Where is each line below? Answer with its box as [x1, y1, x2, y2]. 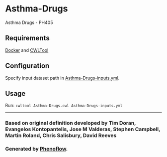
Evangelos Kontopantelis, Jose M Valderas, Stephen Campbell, [5, 126, 161, 133]
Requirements [5, 34, 50, 42]
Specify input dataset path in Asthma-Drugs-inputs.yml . [5, 75, 120, 81]
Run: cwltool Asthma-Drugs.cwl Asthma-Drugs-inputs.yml [5, 103, 123, 109]
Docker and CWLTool [5, 47, 49, 53]
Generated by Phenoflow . [5, 146, 68, 153]
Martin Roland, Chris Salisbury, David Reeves [5, 132, 117, 139]
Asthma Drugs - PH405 [5, 19, 53, 25]
